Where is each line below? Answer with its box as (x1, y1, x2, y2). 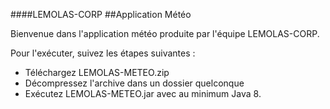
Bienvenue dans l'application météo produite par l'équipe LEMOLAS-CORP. (10, 28, 320, 39)
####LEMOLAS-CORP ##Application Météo (10, 9, 192, 20)
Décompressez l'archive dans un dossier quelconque (24, 77, 245, 89)
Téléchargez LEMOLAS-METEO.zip (24, 67, 170, 78)
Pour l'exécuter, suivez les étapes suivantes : (10, 47, 196, 59)
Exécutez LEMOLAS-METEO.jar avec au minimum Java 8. (24, 88, 262, 99)
